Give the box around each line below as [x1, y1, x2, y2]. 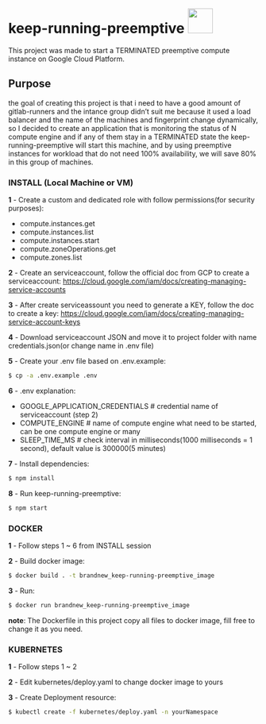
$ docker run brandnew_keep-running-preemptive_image [8, 601, 191, 609]
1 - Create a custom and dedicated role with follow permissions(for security [8, 195, 256, 205]
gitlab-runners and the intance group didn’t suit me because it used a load [8, 106, 252, 116]
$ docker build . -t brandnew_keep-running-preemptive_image [8, 572, 215, 580]
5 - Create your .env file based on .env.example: [8, 356, 167, 366]
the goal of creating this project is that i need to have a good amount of [8, 98, 241, 107]
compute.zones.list [19, 252, 83, 262]
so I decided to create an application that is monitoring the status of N [8, 123, 237, 133]
